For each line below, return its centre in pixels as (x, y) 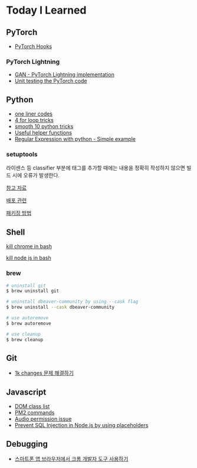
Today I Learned (46, 10)
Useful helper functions (43, 133)
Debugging (27, 444)
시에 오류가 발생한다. (36, 175)
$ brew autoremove (29, 323)
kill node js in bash (29, 258)
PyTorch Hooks (33, 46)
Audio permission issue (43, 419)
